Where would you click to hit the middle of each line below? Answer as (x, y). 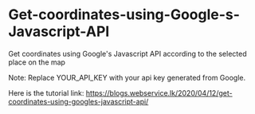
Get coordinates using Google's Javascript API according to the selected (127, 53)
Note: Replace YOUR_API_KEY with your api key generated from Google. (127, 77)
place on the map (37, 62)
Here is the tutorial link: (46, 92)
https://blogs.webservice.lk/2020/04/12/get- (159, 92)
